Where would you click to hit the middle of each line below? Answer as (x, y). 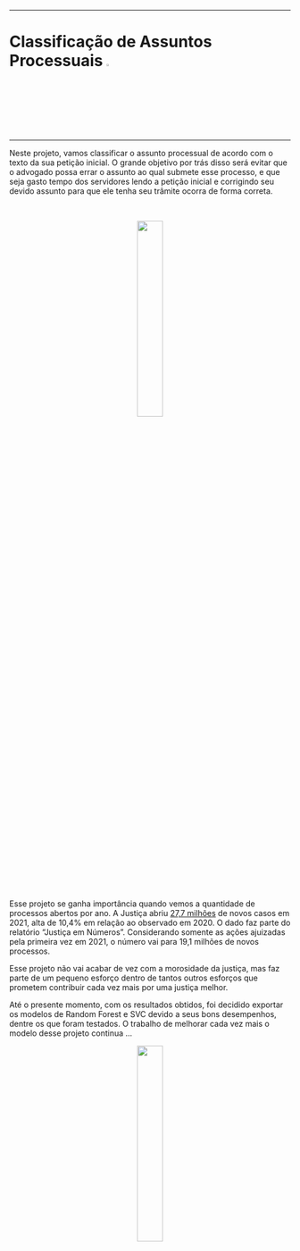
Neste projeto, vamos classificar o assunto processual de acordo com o (142, 153)
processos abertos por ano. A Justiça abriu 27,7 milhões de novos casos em (150, 913)
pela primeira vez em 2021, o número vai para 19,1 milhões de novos (134, 941)
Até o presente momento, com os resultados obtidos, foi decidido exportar (146, 1005)
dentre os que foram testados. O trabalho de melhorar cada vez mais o (139, 1023)
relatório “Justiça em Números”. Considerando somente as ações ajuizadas (147, 932)
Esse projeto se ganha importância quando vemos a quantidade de (133, 904)
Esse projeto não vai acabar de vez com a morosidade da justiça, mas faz (145, 968)
